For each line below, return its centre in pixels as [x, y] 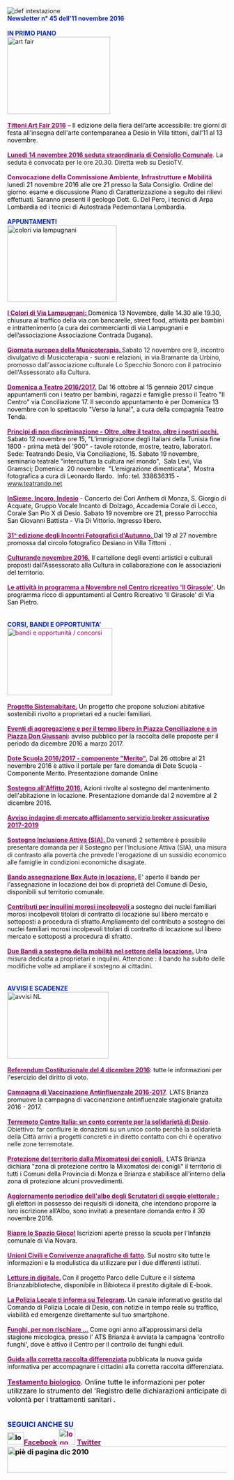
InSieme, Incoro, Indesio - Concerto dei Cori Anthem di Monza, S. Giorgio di [117, 498]
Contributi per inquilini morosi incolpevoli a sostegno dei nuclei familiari [112, 906]
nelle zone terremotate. [41, 1144]
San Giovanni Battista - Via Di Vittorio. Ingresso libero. [85, 520]
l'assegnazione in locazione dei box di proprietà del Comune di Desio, [107, 885]
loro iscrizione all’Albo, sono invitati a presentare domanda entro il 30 [106, 1211]
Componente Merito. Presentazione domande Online [83, 773]
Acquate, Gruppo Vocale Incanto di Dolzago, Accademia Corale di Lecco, [112, 506]
